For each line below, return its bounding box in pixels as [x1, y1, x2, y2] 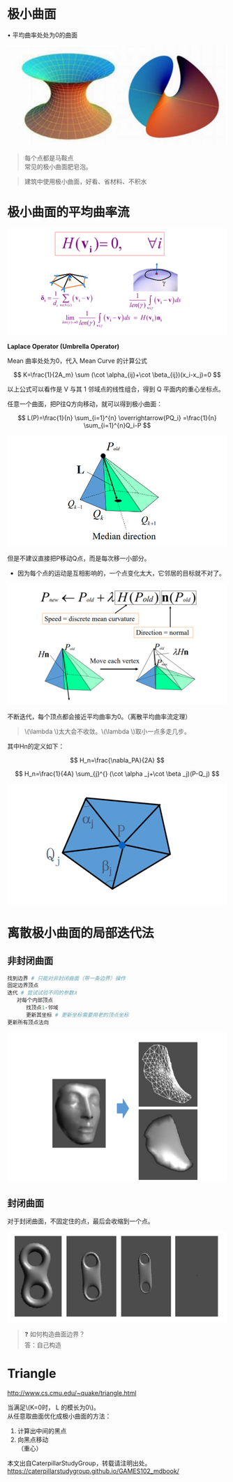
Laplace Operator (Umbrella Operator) [7, 342, 120, 350]
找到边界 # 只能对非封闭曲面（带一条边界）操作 [7, 975, 126, 982]
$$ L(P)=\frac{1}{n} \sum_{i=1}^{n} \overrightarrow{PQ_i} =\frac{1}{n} [17, 413, 218, 422]
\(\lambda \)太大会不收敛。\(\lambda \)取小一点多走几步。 [24, 727, 190, 735]
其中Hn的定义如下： [7, 742, 65, 750]
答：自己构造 [24, 1341, 61, 1349]
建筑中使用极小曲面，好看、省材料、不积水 [24, 177, 147, 186]
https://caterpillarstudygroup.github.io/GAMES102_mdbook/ [7, 1467, 180, 1476]
